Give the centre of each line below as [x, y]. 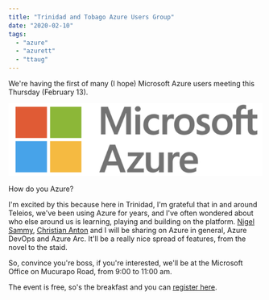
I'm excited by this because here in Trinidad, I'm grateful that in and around [133, 205]
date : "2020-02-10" [41, 25]
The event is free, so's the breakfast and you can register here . [113, 287]
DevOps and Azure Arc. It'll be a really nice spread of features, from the [127, 239]
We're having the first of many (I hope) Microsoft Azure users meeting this [132, 83]
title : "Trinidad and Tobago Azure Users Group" [91, 17]
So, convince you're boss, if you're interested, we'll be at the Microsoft [126, 263]
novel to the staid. [38, 248]
